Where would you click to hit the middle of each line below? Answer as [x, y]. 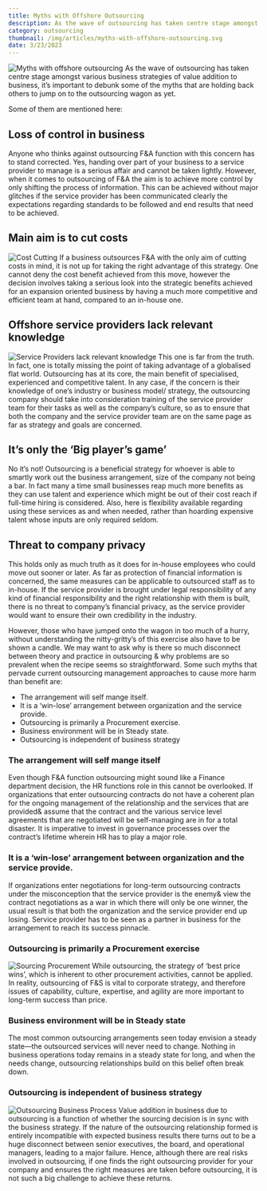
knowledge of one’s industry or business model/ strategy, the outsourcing [130, 390]
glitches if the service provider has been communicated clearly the [118, 196]
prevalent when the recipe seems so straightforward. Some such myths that [133, 665]
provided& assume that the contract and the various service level [115, 811]
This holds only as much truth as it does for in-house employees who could [132, 564]
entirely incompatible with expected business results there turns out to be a [132, 1135]
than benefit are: [35, 682]
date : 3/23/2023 [35, 46]
